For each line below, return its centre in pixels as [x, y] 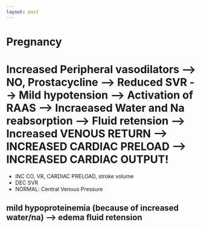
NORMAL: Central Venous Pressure [59, 189]
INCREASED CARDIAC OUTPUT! [88, 159]
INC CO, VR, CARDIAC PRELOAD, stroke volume [74, 176]
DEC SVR [27, 183]
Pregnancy [34, 41]
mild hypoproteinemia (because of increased [93, 208]
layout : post [23, 12]
